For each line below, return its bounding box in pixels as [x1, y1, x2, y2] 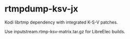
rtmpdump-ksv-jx [4, 3, 78, 14]
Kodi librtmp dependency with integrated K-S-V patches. [4, 19, 118, 25]
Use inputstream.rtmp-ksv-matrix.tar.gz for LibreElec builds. [4, 28, 125, 34]
